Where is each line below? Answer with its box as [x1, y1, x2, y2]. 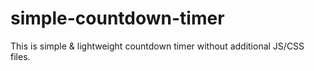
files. [10, 50, 31, 62]
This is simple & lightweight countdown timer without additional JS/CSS [10, 40, 305, 52]
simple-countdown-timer [10, 7, 225, 30]
